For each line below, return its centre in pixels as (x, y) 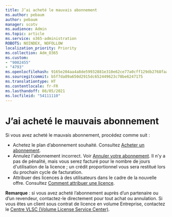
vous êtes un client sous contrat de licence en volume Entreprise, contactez (85, 204)
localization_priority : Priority (41, 48)
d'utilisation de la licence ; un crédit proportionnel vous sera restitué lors (89, 167)
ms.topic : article (25, 34)
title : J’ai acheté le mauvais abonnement (51, 10)
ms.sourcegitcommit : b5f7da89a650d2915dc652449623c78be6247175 (74, 77)
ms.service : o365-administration (41, 39)
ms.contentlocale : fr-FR (32, 86)
